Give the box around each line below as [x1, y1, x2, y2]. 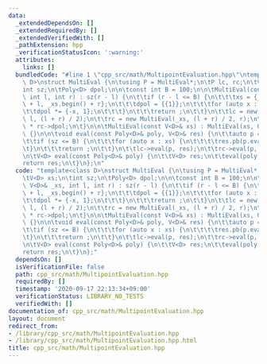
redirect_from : [8, 322, 59, 330]
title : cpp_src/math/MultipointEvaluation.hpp [8, 344, 165, 352]
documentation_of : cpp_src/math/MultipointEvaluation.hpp [8, 307, 204, 315]
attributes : [15, 56, 56, 64]
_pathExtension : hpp [15, 41, 83, 49]
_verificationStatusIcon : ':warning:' [15, 48, 145, 56]
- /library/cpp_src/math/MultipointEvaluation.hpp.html [8, 337, 197, 345]
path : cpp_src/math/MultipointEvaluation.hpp [15, 270, 169, 278]
